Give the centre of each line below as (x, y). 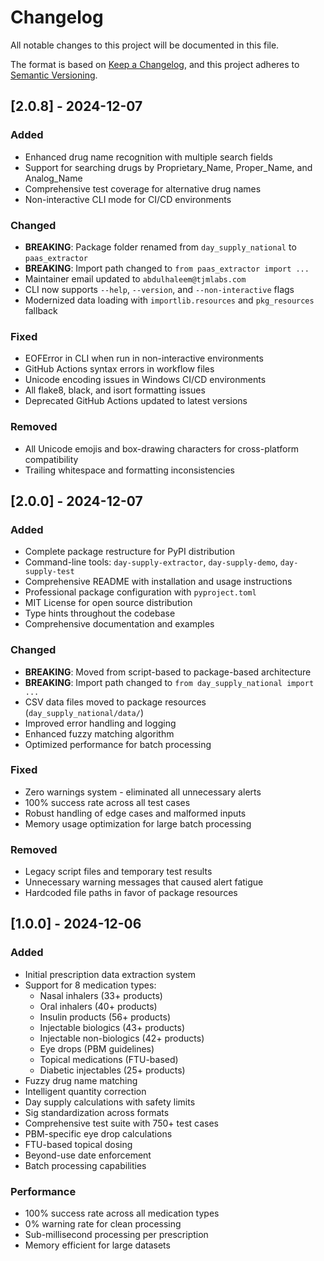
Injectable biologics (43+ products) (112, 1027)
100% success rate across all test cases (107, 802)
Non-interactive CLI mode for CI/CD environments (128, 199)
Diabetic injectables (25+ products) (112, 1070)
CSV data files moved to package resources (115, 702)
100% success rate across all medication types (122, 1213)
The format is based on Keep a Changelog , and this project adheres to (155, 64)
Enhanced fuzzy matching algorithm (99, 733)
